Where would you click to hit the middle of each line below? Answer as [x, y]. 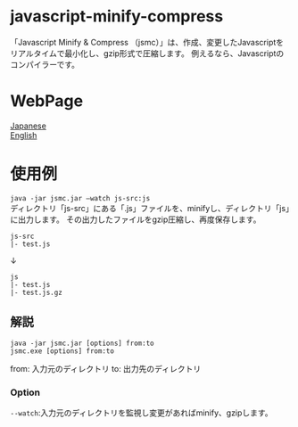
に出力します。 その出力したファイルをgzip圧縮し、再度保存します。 [136, 219]
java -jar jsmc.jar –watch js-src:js [80, 198]
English [24, 135]
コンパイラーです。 [45, 64]
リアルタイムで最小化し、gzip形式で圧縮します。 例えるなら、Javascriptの [147, 53]
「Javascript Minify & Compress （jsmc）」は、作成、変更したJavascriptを [147, 42]
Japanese [29, 126]
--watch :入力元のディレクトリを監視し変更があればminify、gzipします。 [141, 413]
